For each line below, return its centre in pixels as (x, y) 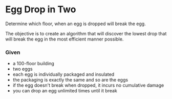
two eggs (23, 69)
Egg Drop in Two (41, 9)
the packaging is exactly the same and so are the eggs (70, 80)
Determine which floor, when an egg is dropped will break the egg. (76, 24)
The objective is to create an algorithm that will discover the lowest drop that (86, 33)
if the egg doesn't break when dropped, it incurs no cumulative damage (88, 85)
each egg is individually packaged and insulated (63, 74)
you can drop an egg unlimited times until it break (65, 91)
